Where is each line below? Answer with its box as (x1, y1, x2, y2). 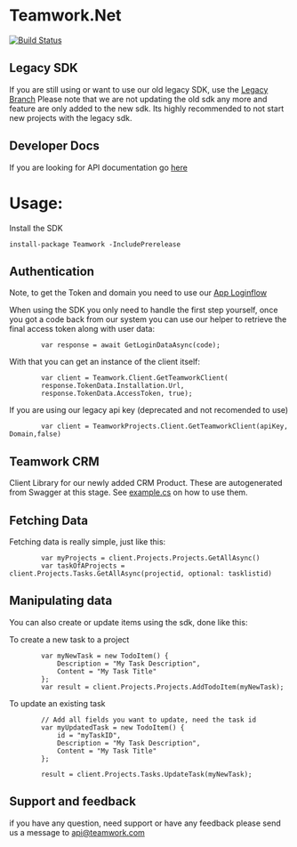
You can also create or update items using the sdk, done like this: (9, 617, 248, 627)
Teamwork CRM (9, 454, 100, 469)
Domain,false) (9, 430, 62, 439)
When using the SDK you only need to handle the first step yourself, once (9, 304, 278, 316)
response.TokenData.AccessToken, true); (41, 389, 193, 399)
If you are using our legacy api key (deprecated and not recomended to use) (9, 405, 289, 415)
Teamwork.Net (9, 5, 122, 26)
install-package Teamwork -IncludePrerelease (9, 239, 181, 249)
